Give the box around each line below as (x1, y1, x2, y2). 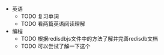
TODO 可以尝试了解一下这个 (20, 42, 91, 50)
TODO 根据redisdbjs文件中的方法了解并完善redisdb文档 (20, 35, 158, 42)
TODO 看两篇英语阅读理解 (20, 20, 85, 27)
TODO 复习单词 (20, 13, 59, 20)
